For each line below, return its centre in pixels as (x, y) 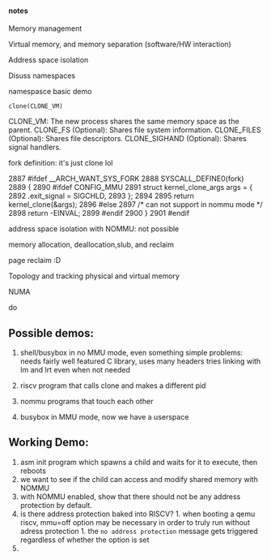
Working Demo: (49, 443)
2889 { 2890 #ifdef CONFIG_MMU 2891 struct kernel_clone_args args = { (131, 187)
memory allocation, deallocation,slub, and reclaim (91, 245)
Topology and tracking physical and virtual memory (94, 276)
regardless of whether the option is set (85, 540)
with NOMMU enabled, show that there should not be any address (130, 496)
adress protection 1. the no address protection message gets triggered (139, 531)
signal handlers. (35, 147)
